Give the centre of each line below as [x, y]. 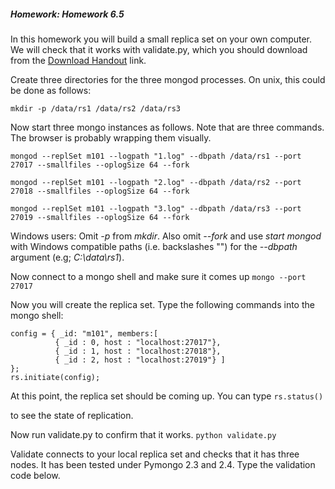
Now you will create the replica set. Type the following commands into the [162, 304]
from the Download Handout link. [78, 60]
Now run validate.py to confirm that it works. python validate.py [143, 434]
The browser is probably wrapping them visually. [111, 137]
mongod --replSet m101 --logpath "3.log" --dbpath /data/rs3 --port [156, 208]
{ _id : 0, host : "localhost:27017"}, [138, 342]
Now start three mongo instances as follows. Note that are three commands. [167, 127]
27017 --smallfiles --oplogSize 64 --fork [100, 165]
